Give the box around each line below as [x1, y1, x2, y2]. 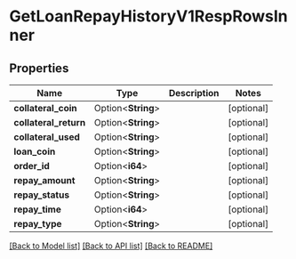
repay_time [13, 203, 62, 215]
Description [168, 87, 220, 99]
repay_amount [13, 174, 76, 186]
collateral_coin [13, 102, 77, 114]
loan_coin [13, 145, 56, 158]
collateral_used [13, 131, 80, 143]
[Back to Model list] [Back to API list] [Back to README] [9, 240, 213, 251]
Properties [9, 61, 69, 76]
